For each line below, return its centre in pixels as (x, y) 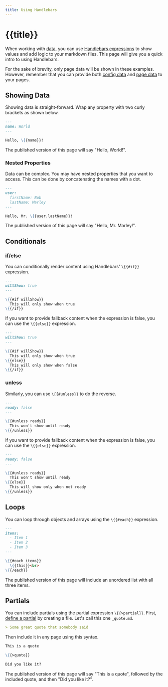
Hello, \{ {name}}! (24, 140)
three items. (18, 585)
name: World (18, 127)
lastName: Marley (28, 202)
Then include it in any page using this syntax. (52, 637)
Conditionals (26, 241)
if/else (13, 255)
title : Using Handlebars (31, 10)
